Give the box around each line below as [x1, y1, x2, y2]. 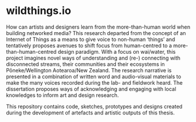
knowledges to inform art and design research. [6, 92, 119, 99]
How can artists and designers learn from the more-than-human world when [6, 23, 191, 30]
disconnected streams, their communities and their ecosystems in [6, 60, 165, 68]
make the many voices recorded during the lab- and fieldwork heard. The [6, 79, 183, 86]
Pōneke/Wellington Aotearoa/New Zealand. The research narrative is [6, 67, 172, 74]
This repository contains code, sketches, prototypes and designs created [6, 103, 183, 110]
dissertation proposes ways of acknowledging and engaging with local [6, 85, 177, 92]
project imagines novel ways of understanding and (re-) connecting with [6, 54, 181, 61]
